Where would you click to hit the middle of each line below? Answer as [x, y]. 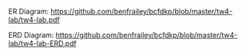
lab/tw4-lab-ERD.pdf [43, 43]
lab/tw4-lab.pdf [34, 20]
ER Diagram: [29, 11]
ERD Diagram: [31, 35]
